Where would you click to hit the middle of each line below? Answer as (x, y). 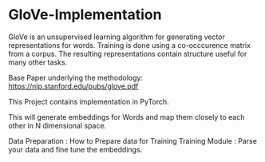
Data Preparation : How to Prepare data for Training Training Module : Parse (133, 140)
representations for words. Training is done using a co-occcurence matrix (130, 45)
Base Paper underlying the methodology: (76, 77)
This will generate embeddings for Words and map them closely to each (127, 117)
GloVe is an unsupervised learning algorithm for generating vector (117, 37)
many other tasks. (38, 62)
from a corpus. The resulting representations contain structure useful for (128, 53)
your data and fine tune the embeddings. (75, 149)
